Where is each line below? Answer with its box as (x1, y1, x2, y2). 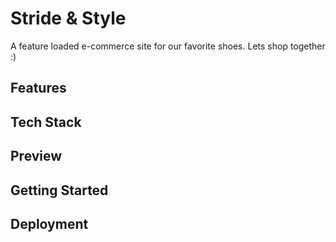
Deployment (10, 215, 89, 232)
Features (10, 80, 67, 97)
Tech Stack (10, 113, 82, 131)
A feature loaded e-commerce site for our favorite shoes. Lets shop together (10, 40, 326, 52)
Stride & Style (10, 7, 127, 30)
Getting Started (10, 182, 109, 199)
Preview (10, 148, 63, 165)
